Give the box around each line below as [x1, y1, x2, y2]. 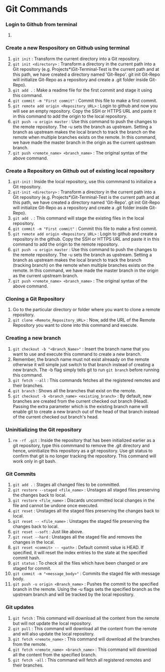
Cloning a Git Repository [5, 295, 65, 302]
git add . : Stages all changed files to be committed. [12, 481, 120, 488]
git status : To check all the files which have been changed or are [12, 560, 148, 566]
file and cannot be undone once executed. [12, 503, 99, 509]
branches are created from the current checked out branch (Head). [12, 398, 149, 404]
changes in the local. [12, 539, 55, 545]
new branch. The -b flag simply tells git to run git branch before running [12, 367, 160, 373]
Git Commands [5, 3, 68, 15]
